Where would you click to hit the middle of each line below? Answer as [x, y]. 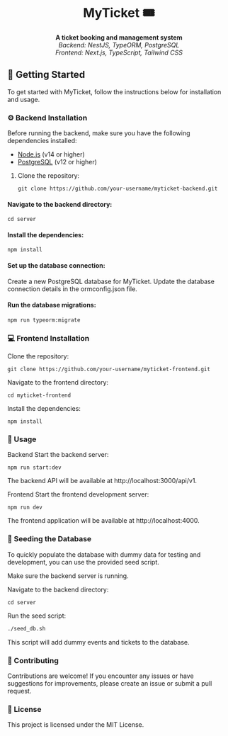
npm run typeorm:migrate [44, 320]
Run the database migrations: [52, 305]
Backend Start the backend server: [58, 455]
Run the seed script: [37, 616]
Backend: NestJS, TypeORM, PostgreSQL [119, 45]
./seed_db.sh [27, 628]
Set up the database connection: [56, 266]
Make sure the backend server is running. [68, 576]
